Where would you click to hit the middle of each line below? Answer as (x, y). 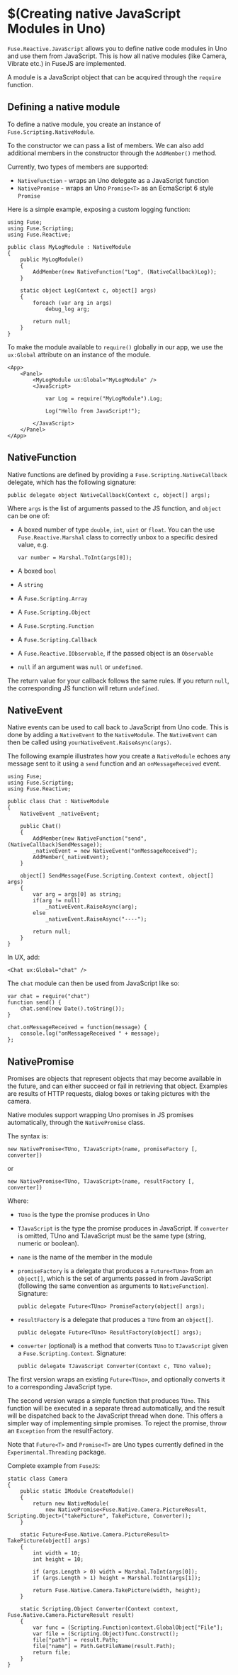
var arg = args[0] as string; (77, 895)
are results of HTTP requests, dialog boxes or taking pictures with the (109, 1094)
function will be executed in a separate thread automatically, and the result (116, 1408)
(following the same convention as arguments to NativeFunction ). (113, 1286)
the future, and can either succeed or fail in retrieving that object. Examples (118, 1086)
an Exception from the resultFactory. (60, 1431)
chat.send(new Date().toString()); (73, 1009)
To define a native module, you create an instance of (84, 124)
